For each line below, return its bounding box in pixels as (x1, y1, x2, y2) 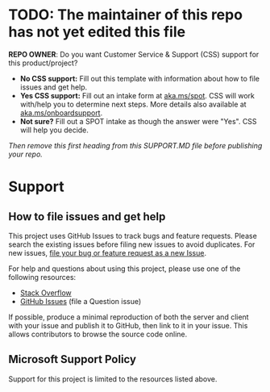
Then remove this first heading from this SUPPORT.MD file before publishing (8, 140, 263, 150)
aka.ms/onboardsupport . (19, 107, 103, 118)
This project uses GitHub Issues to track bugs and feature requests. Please (8, 231, 258, 240)
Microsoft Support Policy (8, 352, 137, 366)
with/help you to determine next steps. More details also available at (19, 99, 247, 109)
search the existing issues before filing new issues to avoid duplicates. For (8, 240, 255, 249)
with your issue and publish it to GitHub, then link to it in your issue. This (8, 320, 248, 330)
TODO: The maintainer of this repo (8, 6, 243, 24)
